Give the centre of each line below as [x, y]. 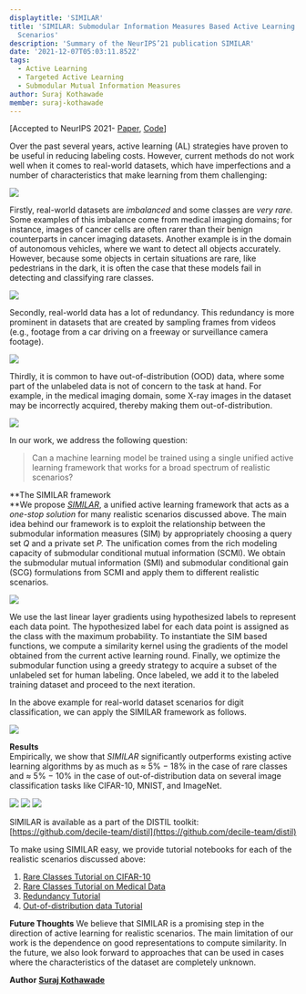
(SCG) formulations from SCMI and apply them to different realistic [134, 573]
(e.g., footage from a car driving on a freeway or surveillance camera [139, 332]
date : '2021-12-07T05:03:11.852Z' [75, 52]
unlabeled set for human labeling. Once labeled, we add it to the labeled [144, 675]
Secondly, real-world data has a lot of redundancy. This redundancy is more [152, 313]
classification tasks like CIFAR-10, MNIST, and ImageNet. [116, 786]
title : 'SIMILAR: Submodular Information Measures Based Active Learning [153, 26]
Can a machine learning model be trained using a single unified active [163, 458]
